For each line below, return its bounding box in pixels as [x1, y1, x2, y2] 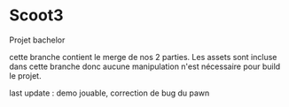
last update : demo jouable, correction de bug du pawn [9, 88, 210, 98]
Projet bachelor [9, 34, 66, 45]
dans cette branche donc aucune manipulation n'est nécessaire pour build [9, 61, 281, 72]
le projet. [9, 70, 42, 80]
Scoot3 [9, 5, 64, 26]
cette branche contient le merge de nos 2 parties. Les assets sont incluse [9, 51, 277, 62]
